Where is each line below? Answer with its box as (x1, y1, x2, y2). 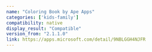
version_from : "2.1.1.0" (6, 31, 68, 37)
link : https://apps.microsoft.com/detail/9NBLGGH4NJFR (6, 36, 146, 42)
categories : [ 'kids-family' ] (6, 14, 79, 20)
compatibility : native (6, 20, 63, 26)
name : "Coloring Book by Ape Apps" (6, 8, 95, 15)
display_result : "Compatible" (6, 25, 82, 32)
